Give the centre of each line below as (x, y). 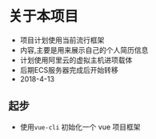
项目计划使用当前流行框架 (62, 40)
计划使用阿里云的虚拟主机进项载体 (76, 60)
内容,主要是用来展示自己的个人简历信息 (84, 50)
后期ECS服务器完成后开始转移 (69, 69)
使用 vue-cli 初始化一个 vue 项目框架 (80, 127)
